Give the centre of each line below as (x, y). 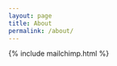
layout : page (30, 16)
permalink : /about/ (41, 31)
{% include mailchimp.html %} (59, 54)
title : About (30, 23)
